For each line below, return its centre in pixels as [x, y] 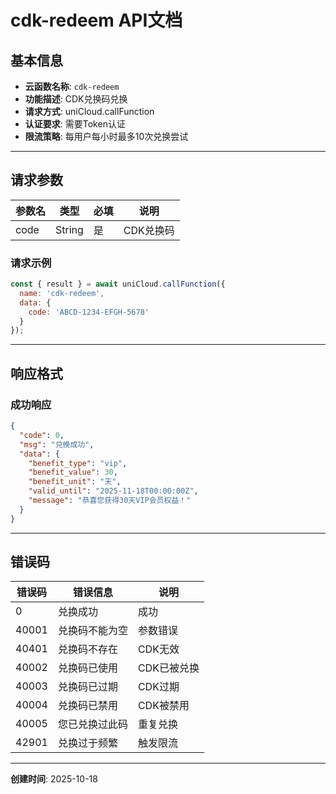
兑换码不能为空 [92, 631]
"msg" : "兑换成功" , [57, 444]
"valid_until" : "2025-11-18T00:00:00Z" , [113, 491]
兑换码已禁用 [87, 706]
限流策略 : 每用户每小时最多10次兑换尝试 [106, 136]
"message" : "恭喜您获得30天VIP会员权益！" [110, 501]
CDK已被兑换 [168, 668]
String [69, 229]
